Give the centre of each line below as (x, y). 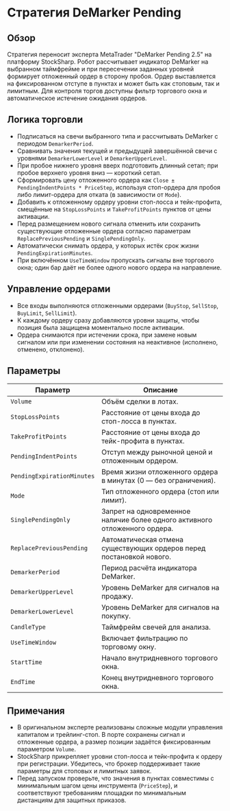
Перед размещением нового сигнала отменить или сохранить (108, 224)
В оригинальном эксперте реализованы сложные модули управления (120, 727)
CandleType (28, 627)
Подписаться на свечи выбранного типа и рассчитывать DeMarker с (117, 136)
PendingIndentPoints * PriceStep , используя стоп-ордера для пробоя (119, 187)
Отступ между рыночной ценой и (157, 452)
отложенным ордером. (140, 461)
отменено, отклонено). (51, 349)
